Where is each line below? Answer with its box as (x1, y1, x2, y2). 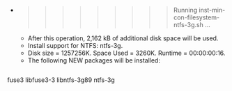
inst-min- (198, 6, 226, 14)
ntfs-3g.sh (173, 21, 203, 28)
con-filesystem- (173, 13, 220, 22)
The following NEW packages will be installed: (27, 56, 160, 65)
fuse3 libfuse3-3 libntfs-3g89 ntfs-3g (7, 76, 115, 84)
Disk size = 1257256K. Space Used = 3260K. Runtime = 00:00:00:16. (27, 49, 226, 57)
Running (173, 6, 198, 14)
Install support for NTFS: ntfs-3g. (27, 42, 123, 49)
